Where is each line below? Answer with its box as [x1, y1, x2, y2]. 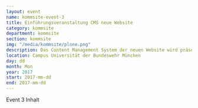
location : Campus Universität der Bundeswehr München [6, 53, 141, 58]
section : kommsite [6, 36, 51, 42]
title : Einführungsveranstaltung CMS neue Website [6, 19, 133, 25]
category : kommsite [6, 25, 54, 31]
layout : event [6, 8, 41, 15]
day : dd [6, 58, 25, 64]
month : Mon [6, 63, 33, 70]
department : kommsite [6, 31, 60, 37]
